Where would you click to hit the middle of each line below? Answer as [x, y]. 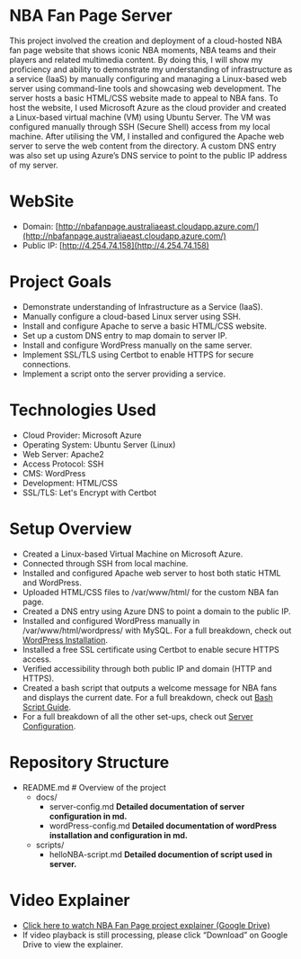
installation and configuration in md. [119, 835]
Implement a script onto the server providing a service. [124, 374]
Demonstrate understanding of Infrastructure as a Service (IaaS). [142, 306]
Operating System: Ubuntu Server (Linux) [99, 444]
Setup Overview [71, 529]
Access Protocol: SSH [63, 464]
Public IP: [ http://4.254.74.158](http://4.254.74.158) [115, 245]
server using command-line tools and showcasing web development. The [145, 88]
